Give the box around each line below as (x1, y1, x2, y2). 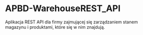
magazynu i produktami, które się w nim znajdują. (5, 24, 105, 30)
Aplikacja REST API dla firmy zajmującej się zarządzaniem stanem (5, 19, 138, 25)
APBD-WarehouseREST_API (5, 3, 121, 14)
